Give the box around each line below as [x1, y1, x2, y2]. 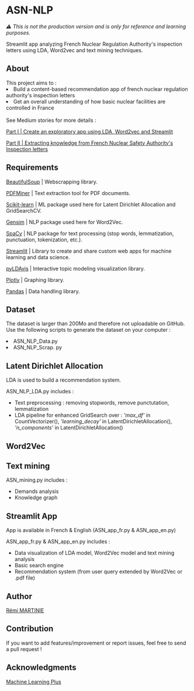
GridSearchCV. [6, 207, 42, 214]
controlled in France [6, 104, 54, 111]
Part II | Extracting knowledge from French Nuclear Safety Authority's [6, 139, 174, 147]
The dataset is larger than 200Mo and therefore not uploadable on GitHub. [6, 320, 185, 327]
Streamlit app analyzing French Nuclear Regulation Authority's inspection [6, 40, 182, 47]
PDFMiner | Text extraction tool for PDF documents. [6, 189, 130, 196]
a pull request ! [6, 645, 42, 652]
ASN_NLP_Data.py [13, 338, 58, 345]
